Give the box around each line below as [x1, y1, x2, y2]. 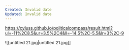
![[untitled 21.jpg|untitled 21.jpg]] [5, 39, 71, 45]
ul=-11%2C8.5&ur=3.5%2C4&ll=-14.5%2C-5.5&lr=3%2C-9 [5, 30, 124, 36]
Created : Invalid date [5, 7, 52, 12]
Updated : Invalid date [5, 12, 52, 17]
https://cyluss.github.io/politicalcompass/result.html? [5, 25, 113, 31]
